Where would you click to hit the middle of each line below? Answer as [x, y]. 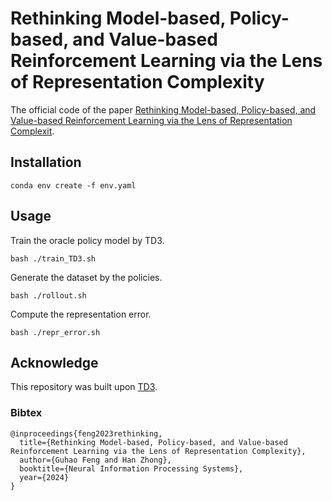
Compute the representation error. [81, 314]
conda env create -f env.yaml [73, 185]
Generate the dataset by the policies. [86, 277]
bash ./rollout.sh [48, 295]
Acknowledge [54, 362]
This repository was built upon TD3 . [84, 387]
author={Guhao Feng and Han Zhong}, [95, 460]
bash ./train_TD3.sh [53, 258]
